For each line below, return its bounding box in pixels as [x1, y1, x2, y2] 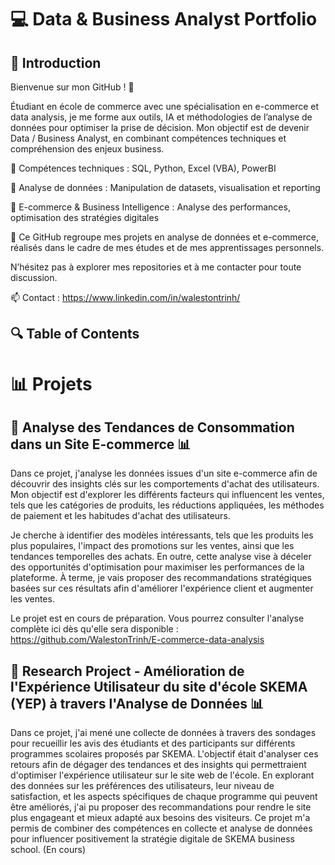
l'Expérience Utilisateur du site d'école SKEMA [10, 678, 308, 695]
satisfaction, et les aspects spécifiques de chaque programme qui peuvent [10, 791, 318, 803]
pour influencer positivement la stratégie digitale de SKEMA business [10, 833, 295, 845]
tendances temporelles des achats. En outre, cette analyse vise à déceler [10, 551, 312, 563]
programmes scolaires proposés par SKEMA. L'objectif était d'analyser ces [10, 748, 319, 760]
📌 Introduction [10, 54, 102, 71]
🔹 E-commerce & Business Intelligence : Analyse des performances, [10, 201, 291, 213]
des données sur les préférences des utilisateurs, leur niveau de [10, 780, 275, 792]
